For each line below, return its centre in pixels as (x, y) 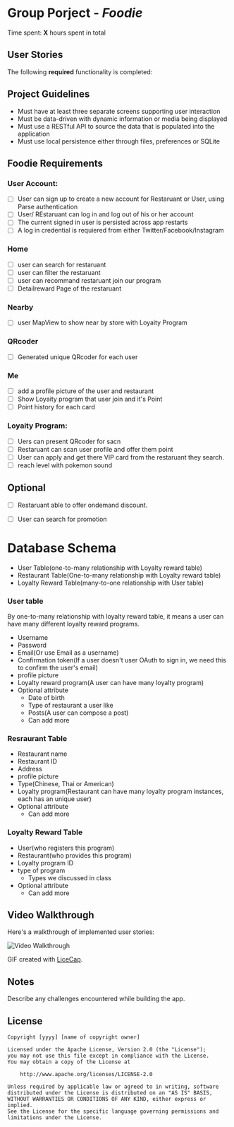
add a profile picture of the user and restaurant (86, 391)
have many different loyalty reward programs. (73, 624)
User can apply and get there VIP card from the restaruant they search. (121, 457)
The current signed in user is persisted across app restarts (103, 222)
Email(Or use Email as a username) (68, 653)
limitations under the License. (55, 1118)
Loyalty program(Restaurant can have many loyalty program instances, (121, 792)
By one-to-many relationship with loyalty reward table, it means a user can (116, 616)
